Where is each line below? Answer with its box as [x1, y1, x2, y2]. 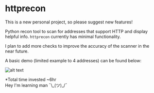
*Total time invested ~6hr [5, 76, 57, 82]
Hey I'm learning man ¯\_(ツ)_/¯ [5, 82, 68, 88]
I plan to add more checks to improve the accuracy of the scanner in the [5, 43, 150, 49]
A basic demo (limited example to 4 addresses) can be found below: [5, 57, 142, 63]
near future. [5, 48, 29, 54]
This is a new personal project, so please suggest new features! [5, 19, 133, 25]
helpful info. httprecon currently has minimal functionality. [5, 34, 121, 39]
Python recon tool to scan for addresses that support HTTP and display [5, 28, 148, 34]
